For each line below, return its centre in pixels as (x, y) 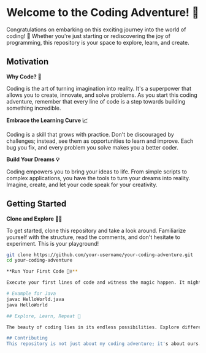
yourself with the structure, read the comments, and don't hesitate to (93, 237)
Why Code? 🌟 (24, 77)
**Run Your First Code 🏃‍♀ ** (42, 271)
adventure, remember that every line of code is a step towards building (96, 101)
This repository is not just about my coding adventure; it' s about (96, 344)
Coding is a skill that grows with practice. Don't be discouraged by (90, 134)
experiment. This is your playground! (53, 243)
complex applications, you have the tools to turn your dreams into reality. (98, 178)
